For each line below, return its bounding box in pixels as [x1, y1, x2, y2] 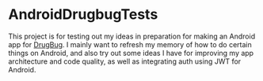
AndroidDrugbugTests [8, 6, 158, 24]
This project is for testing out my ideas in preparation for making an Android [8, 31, 256, 41]
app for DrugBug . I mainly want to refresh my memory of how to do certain [8, 39, 252, 49]
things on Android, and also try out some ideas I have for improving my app [8, 48, 254, 57]
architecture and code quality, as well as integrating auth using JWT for [8, 57, 242, 66]
